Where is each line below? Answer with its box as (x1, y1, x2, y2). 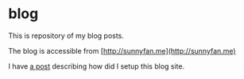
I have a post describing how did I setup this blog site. (8, 61, 185, 71)
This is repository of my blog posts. (8, 31, 125, 40)
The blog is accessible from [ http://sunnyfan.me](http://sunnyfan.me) (8, 46, 236, 55)
